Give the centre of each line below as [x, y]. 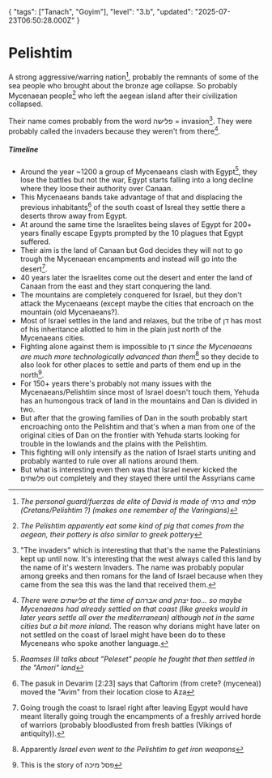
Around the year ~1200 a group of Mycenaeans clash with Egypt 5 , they [138, 171]
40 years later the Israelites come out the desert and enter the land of [136, 277]
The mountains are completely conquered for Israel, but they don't [131, 294]
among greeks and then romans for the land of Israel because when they [141, 575]
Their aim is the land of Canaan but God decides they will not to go [131, 250]
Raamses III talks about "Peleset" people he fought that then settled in [137, 659]
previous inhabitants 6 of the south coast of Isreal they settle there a [132, 206]
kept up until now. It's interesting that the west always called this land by [140, 558]
